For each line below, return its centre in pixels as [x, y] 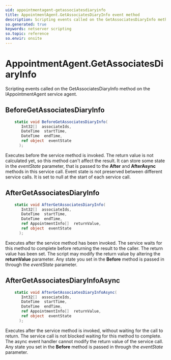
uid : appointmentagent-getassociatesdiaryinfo [55, 10]
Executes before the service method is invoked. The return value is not [79, 155]
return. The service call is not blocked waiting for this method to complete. [83, 336]
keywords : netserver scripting [38, 29]
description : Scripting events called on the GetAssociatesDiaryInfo [81, 19]
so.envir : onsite [24, 39]
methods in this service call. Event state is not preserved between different [84, 171]
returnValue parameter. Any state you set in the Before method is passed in [85, 259]
